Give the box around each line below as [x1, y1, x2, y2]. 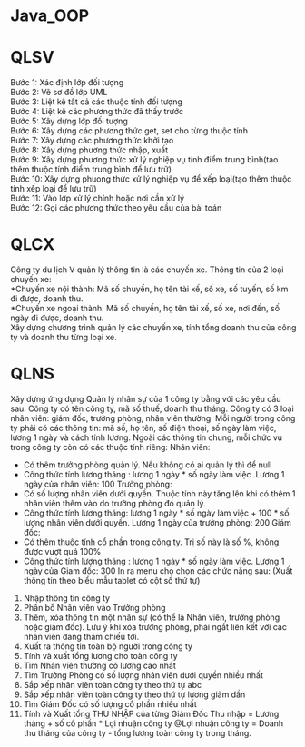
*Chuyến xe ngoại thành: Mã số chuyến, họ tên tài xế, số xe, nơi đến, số [10, 303, 280, 314]
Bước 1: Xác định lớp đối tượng [10, 77, 124, 88]
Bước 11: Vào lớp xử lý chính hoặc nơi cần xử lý [10, 192, 185, 204]
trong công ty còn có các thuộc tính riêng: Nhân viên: [10, 442, 211, 452]
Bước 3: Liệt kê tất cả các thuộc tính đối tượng [10, 96, 182, 107]
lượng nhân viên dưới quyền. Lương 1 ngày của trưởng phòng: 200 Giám [23, 517, 291, 527]
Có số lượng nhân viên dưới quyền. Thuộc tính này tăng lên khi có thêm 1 [23, 488, 296, 499]
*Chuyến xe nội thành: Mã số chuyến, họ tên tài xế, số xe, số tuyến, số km [10, 283, 289, 295]
